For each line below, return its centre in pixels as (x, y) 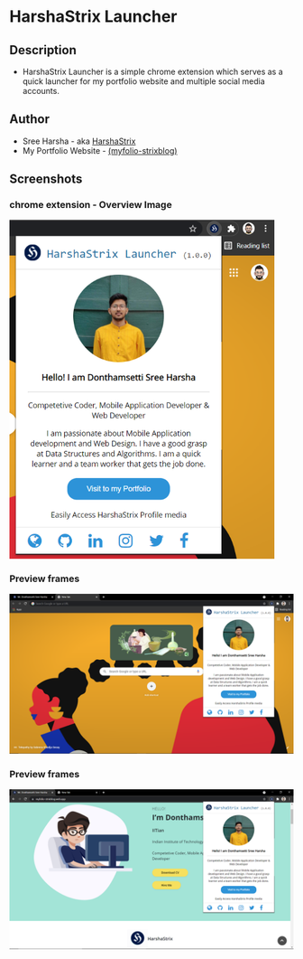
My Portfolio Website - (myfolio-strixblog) (100, 150)
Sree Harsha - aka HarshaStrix (79, 141)
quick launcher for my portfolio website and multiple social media (144, 81)
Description (43, 50)
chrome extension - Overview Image (91, 205)
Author (29, 119)
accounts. (41, 91)
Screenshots (46, 179)
